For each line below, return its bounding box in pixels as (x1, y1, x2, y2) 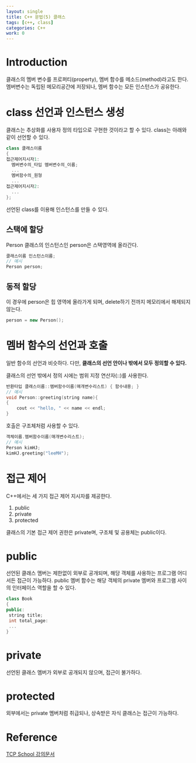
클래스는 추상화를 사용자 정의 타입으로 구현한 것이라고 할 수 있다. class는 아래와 (6, 127, 187, 133)
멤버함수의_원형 (11, 172, 43, 179)
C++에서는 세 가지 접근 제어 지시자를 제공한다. (6, 492, 112, 499)
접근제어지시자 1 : (6, 156, 40, 162)
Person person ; (6, 264, 43, 270)
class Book (6, 596, 33, 602)
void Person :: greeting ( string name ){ (6, 394, 98, 401)
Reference (6, 731, 57, 744)
